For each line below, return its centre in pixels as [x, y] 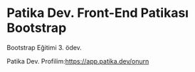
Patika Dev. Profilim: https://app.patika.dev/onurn [78, 61]
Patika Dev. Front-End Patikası [98, 13]
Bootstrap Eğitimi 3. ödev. [44, 47]
